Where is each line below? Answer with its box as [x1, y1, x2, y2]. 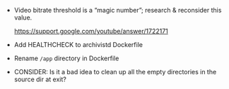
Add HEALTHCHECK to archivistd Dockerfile [13, 41, 143, 48]
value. [13, 13, 33, 22]
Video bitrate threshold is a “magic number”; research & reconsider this [13, 6, 222, 14]
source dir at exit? [13, 75, 67, 83]
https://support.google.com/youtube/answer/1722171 [13, 27, 168, 35]
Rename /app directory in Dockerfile [13, 54, 119, 62]
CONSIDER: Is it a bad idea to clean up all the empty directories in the [13, 68, 217, 76]
